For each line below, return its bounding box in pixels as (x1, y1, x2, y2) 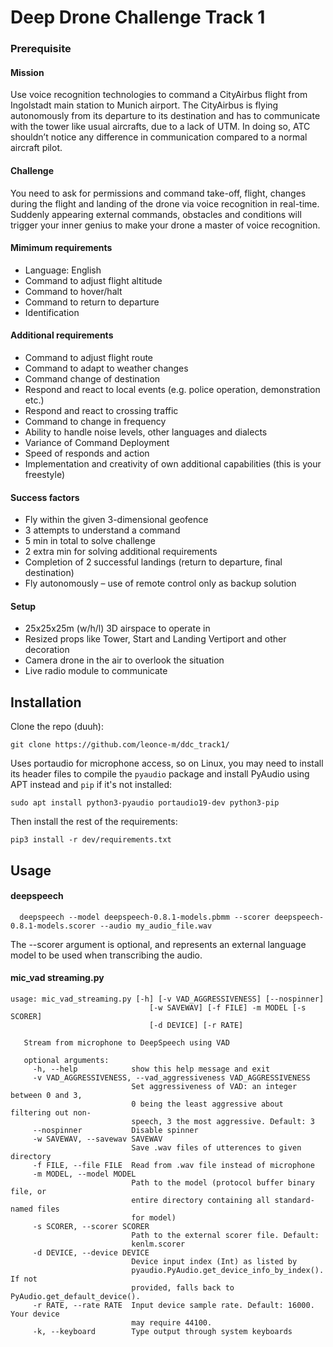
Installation (10, 694, 82, 711)
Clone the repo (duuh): (10, 721, 104, 733)
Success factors (10, 491, 80, 503)
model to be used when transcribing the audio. (10, 949, 203, 961)
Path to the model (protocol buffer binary (131, 1177, 315, 1188)
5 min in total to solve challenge (24, 535, 156, 547)
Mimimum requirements (10, 242, 113, 254)
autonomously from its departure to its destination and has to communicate (10, 110, 321, 122)
